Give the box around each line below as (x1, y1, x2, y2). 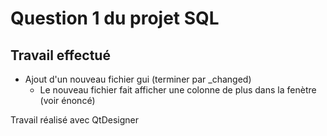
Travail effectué (10, 47, 111, 64)
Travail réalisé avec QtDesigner (10, 114, 139, 126)
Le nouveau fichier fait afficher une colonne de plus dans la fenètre (39, 84, 317, 96)
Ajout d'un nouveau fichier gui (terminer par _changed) (24, 73, 252, 85)
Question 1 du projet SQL (10, 7, 220, 30)
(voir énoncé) (39, 95, 96, 106)
